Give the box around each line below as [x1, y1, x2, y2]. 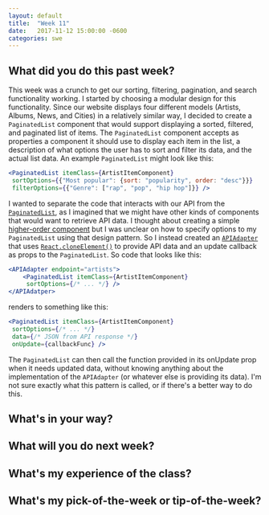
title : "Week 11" [8, 19, 70, 27]
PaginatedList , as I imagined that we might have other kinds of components [8, 206, 259, 217]
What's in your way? [8, 412, 113, 426]
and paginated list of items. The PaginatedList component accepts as [8, 128, 239, 137]
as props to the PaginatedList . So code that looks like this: [8, 250, 202, 260]
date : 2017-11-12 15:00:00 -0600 [8, 27, 128, 35]
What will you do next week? [8, 439, 155, 453]
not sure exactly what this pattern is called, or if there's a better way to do [8, 380, 253, 390]
